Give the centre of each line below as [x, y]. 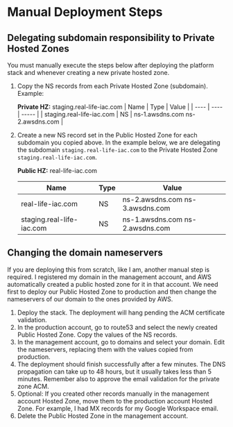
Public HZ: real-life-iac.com [57, 170]
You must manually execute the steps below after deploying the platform [111, 65]
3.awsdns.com [146, 208]
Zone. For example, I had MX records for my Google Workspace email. [118, 408]
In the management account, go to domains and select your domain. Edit [121, 342]
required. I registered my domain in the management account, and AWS [109, 277]
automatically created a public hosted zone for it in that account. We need [113, 284]
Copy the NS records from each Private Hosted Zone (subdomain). [112, 86]
